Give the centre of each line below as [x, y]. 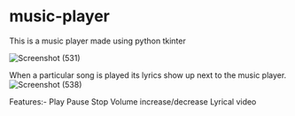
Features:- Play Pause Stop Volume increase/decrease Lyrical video [133, 101]
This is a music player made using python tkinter [97, 41]
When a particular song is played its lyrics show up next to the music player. [148, 75]
